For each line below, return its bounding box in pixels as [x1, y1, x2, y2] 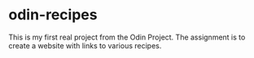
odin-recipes [8, 6, 98, 24]
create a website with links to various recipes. [8, 40, 162, 50]
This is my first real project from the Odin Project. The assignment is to [8, 32, 246, 42]
